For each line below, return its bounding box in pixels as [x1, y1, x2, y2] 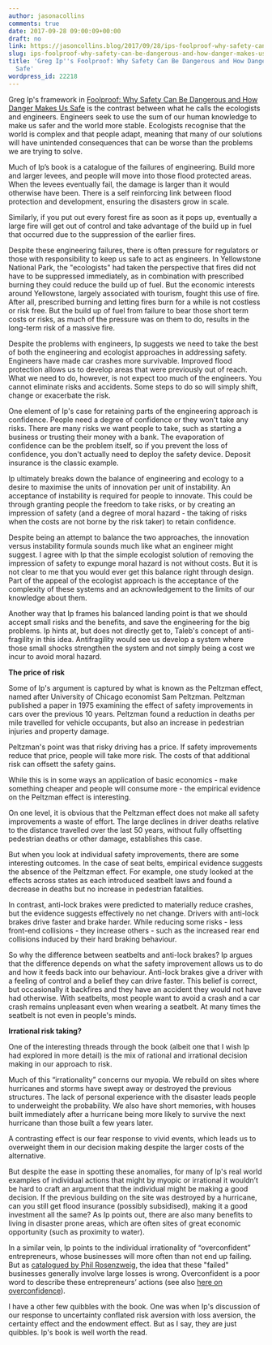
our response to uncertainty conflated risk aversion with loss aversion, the [8, 1310, 257, 1320]
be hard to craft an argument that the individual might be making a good [8, 1183, 249, 1193]
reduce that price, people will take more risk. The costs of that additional [8, 750, 251, 760]
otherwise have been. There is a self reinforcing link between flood [8, 188, 232, 197]
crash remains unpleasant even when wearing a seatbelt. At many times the [8, 1002, 261, 1011]
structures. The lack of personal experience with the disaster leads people [8, 1092, 257, 1101]
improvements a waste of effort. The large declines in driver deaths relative [8, 817, 259, 826]
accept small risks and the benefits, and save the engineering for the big [8, 617, 250, 627]
